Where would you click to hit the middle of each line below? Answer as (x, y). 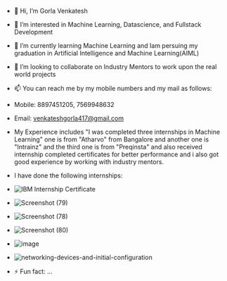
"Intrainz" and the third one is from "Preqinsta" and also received (108, 147)
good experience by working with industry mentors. (89, 162)
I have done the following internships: (68, 175)
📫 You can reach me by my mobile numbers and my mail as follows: (113, 88)
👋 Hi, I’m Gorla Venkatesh (51, 11)
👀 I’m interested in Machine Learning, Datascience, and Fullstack (108, 24)
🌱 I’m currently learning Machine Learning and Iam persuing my (106, 45)
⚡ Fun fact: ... (33, 271)
